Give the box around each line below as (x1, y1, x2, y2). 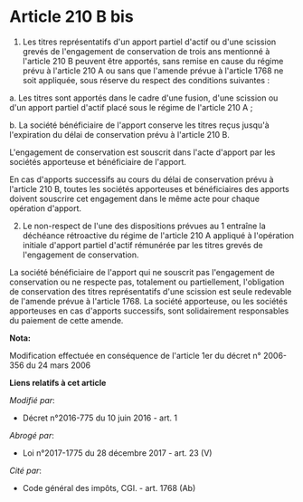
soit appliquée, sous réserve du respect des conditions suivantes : (22, 74, 270, 85)
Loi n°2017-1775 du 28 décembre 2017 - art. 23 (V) (22, 447, 213, 459)
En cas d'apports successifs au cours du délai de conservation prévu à (9, 174, 274, 185)
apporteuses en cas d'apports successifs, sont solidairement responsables (9, 305, 289, 316)
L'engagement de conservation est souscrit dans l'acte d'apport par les (9, 147, 276, 158)
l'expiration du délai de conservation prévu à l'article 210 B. (9, 129, 231, 140)
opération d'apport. (9, 202, 82, 214)
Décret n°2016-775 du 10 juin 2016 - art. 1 (22, 412, 178, 423)
